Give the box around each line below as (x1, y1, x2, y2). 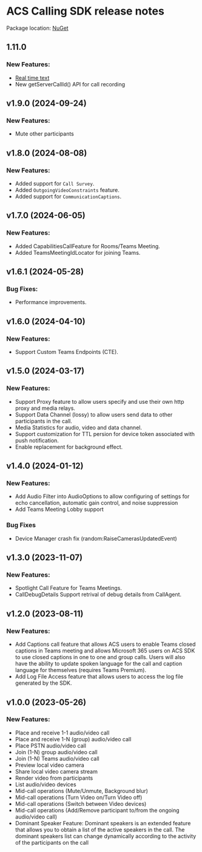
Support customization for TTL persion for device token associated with (15, 430, 195, 437)
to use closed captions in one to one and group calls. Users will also (15, 654, 186, 661)
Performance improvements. (15, 299, 87, 306)
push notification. (15, 437, 59, 444)
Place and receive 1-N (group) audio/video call (15, 735, 132, 743)
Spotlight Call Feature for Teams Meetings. (15, 584, 123, 592)
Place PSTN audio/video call (15, 742, 87, 749)
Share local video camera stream (15, 767, 98, 775)
